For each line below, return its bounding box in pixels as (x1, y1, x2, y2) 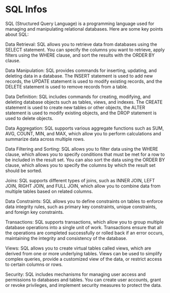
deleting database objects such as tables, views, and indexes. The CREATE (5, 99, 163, 105)
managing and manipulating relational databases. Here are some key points (5, 26, 163, 32)
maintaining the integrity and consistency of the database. (5, 235, 127, 241)
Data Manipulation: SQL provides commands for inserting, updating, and (5, 67, 157, 74)
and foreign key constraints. (5, 209, 64, 215)
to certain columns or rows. (5, 261, 63, 267)
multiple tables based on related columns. (5, 188, 93, 194)
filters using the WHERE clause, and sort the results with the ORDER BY (5, 52, 155, 58)
